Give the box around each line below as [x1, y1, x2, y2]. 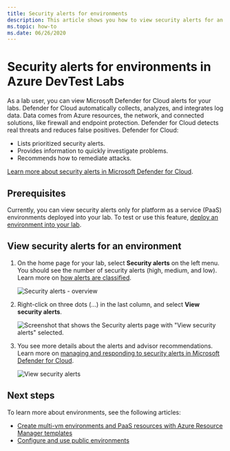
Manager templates [17, 429, 73, 437]
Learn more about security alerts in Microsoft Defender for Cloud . [7, 167, 194, 176]
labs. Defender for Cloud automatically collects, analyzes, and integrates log [7, 104, 224, 113]
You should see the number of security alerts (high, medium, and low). [17, 266, 218, 274]
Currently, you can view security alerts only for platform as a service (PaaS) [7, 206, 222, 214]
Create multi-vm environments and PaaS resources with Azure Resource [17, 421, 223, 430]
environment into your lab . [7, 220, 82, 229]
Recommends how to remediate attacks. [17, 154, 132, 162]
